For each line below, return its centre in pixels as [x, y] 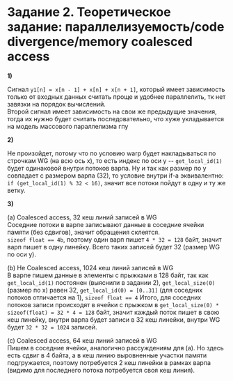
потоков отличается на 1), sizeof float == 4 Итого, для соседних [104, 297]
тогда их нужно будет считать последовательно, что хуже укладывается [116, 118]
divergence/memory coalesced [100, 42]
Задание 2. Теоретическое [89, 12]
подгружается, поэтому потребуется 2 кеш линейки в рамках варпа [109, 362]
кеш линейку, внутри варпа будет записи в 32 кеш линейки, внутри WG [114, 319]
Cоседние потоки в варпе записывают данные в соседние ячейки [106, 224]
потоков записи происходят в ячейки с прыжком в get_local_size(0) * [113, 304]
